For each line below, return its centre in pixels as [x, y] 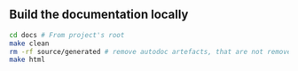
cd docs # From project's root [67, 35]
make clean [29, 43]
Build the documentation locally [99, 15]
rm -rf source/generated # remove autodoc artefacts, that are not [137, 51]
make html [27, 60]
